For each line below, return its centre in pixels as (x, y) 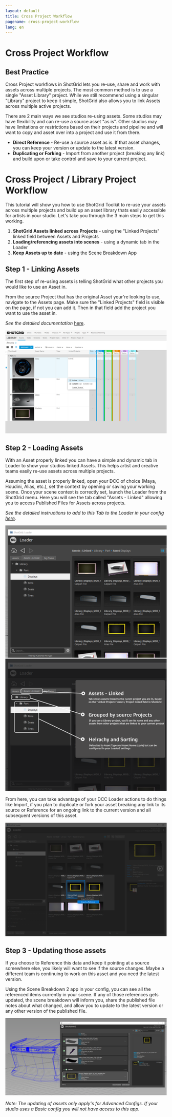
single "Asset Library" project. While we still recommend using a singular (82, 96)
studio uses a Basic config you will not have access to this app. (72, 1109)
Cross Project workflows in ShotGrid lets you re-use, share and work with (83, 84)
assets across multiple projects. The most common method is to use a (79, 90)
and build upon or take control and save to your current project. (80, 159)
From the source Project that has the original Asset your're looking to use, (83, 297)
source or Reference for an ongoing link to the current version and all (78, 810)
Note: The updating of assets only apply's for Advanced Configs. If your (82, 1103)
